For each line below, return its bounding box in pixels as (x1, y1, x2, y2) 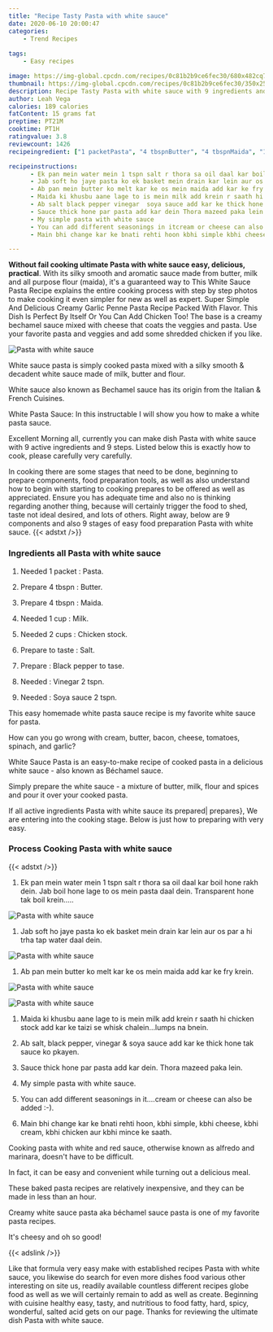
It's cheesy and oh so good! (8, 1232, 102, 1242)
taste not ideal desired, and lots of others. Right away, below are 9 (8, 510, 230, 520)
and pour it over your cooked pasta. (8, 790, 128, 800)
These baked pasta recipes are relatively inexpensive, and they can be (8, 1183, 245, 1193)
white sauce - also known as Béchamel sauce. (8, 766, 164, 775)
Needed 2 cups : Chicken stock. (19, 629, 128, 639)
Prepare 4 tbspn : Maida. (19, 597, 104, 607)
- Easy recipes (23, 58, 75, 66)
